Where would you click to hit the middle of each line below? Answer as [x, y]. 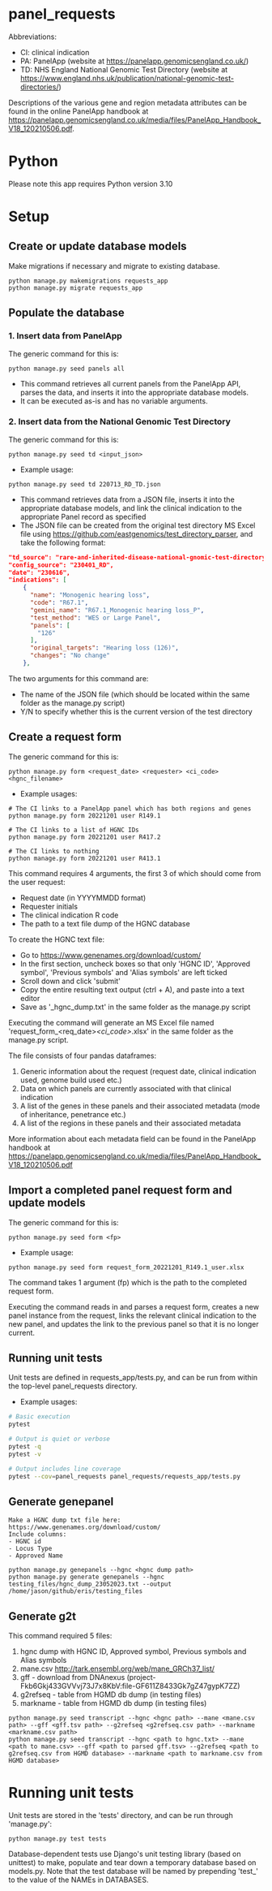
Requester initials [49, 906]
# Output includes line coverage [65, 1469]
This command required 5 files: [60, 1636]
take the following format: [63, 542]
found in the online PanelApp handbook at [79, 111]
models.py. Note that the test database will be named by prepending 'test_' [134, 1872]
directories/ [39, 87]
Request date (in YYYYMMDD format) [83, 897]
